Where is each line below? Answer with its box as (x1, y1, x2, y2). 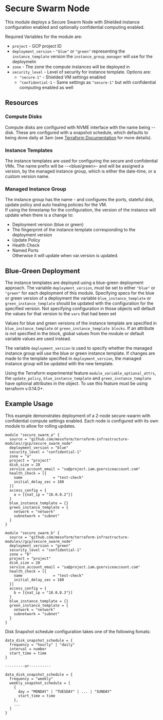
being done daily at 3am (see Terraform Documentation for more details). (5, 134, 152, 140)
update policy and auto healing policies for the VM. (5, 202, 107, 208)
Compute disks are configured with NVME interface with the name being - (5, 124, 154, 130)
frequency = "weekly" (9, 676, 54, 681)
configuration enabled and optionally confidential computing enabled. (5, 24, 145, 30)
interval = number (9, 646, 47, 651)
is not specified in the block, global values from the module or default (5, 331, 145, 337)
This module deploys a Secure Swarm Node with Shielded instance (5, 19, 140, 25)
